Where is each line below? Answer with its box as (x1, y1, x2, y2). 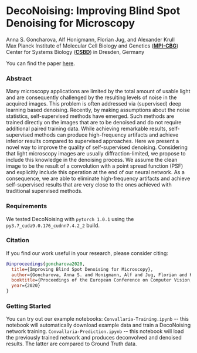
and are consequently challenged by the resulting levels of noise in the (6, 94, 177, 101)
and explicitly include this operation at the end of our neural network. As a (6, 169, 185, 176)
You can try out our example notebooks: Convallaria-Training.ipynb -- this (6, 315, 189, 323)
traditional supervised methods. (6, 188, 83, 195)
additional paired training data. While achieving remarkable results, (6, 125, 168, 133)
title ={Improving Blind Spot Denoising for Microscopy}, (11, 266, 154, 272)
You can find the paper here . (6, 60, 75, 67)
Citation (6, 236, 29, 245)
